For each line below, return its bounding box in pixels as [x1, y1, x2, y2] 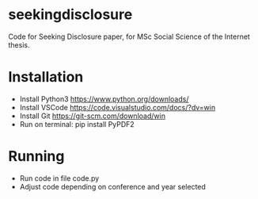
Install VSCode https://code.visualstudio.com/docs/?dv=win [19, 102, 216, 112]
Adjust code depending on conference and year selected [19, 182, 206, 191]
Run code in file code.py [19, 173, 100, 183]
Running [8, 147, 65, 166]
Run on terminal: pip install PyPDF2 [19, 119, 135, 128]
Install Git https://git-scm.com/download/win [19, 111, 166, 121]
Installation [8, 68, 84, 86]
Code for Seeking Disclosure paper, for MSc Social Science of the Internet [8, 32, 251, 41]
